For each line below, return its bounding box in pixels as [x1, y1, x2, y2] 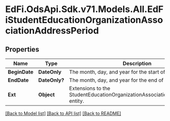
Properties [5, 45, 39, 53]
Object [38, 91, 55, 98]
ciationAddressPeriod [5, 25, 99, 36]
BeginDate [8, 69, 34, 75]
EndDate [8, 77, 29, 84]
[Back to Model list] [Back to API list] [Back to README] [5, 110, 121, 116]
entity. [69, 97, 84, 104]
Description [122, 60, 152, 67]
